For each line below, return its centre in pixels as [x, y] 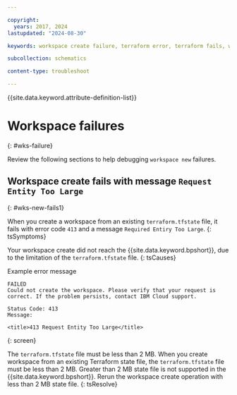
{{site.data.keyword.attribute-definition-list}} [72, 97]
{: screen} [22, 340]
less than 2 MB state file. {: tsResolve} [62, 384]
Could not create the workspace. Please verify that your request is [112, 290]
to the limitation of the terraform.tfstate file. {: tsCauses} [92, 257]
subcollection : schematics [47, 59]
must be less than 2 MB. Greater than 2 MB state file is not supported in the [117, 369]
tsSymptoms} [27, 236]
